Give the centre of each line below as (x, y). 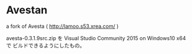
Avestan (27, 10)
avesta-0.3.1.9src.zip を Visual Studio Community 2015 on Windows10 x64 (96, 38)
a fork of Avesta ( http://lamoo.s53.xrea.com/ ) (62, 26)
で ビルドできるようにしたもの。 (46, 45)
